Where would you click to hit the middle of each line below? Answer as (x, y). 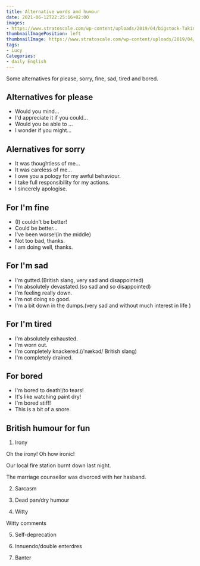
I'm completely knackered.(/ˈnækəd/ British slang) (76, 351)
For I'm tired (29, 324)
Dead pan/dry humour (42, 500)
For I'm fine (28, 207)
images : (16, 23)
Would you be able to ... (44, 124)
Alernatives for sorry (46, 149)
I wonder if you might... (43, 130)
